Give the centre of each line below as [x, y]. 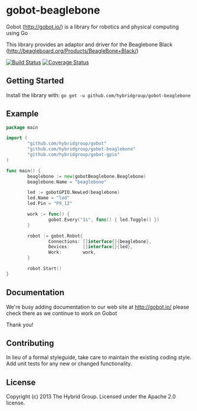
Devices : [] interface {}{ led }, [91, 247]
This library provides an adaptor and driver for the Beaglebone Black [89, 44]
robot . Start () [45, 269]
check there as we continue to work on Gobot [62, 313]
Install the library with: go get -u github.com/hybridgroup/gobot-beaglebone [98, 95]
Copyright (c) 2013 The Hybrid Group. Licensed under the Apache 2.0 [91, 397]
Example [22, 114]
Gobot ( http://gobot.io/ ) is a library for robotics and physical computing [92, 27]
